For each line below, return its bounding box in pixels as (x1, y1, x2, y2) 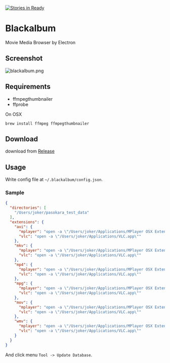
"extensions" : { (10, 219, 44, 225)
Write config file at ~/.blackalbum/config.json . (5, 176, 103, 183)
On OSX (5, 111, 22, 117)
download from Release (5, 148, 55, 155)
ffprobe (12, 101, 29, 107)
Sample (5, 189, 24, 196)
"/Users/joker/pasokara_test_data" (14, 210, 90, 216)
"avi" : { (14, 224, 33, 229)
